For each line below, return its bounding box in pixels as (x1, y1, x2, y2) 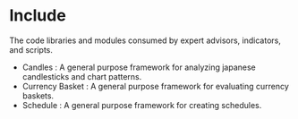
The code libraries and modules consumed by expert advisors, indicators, (9, 35, 282, 46)
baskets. (21, 90, 55, 101)
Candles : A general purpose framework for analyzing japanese (21, 62, 257, 72)
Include (9, 5, 67, 26)
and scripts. (9, 44, 54, 55)
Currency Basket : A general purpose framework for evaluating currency (21, 81, 289, 91)
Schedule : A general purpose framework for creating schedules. (21, 99, 262, 110)
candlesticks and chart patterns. (21, 71, 142, 81)
